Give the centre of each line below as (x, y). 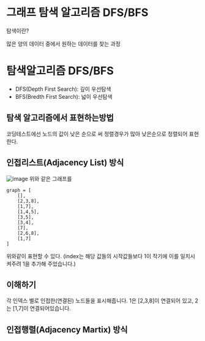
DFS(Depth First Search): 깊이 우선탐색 (63, 89)
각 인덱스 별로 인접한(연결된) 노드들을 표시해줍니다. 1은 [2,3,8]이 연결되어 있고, (100, 301)
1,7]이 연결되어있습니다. (43, 308)
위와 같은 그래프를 (51, 178)
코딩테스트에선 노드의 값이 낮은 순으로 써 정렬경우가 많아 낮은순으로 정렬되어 (97, 134)
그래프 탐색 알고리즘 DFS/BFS (77, 13)
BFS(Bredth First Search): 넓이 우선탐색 (64, 96)
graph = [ (19, 190)
